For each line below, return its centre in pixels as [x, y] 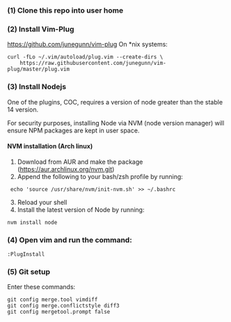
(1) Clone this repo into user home [65, 10]
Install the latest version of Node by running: [81, 209]
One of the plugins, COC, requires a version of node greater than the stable [115, 102]
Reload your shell [42, 202]
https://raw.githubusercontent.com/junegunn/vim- [93, 63]
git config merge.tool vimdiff [53, 300]
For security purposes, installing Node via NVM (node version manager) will [116, 123]
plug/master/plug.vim [39, 69]
